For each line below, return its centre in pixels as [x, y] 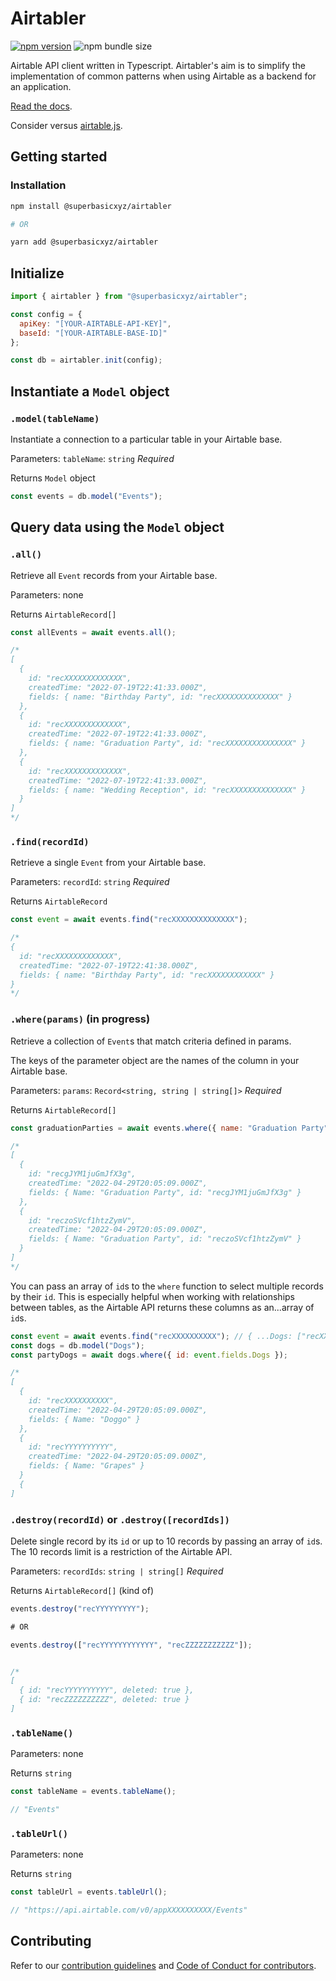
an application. [41, 86]
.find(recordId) [50, 841]
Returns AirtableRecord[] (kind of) [82, 1590]
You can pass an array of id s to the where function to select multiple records [167, 1286]
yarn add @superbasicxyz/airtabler [84, 242]
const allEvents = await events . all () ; [93, 632]
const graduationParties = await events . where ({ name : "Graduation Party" [169, 1128]
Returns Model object [53, 478]
